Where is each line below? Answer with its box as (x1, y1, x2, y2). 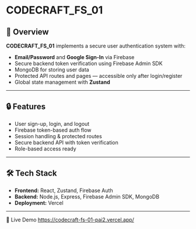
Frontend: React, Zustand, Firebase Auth (14, 187, 113, 194)
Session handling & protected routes (14, 132, 102, 139)
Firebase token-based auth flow (14, 127, 92, 134)
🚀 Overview (6, 27, 49, 37)
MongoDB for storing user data (14, 66, 89, 73)
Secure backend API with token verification (14, 139, 118, 146)
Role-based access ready (14, 145, 77, 152)
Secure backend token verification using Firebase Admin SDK (14, 60, 163, 67)
